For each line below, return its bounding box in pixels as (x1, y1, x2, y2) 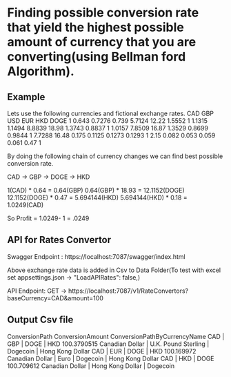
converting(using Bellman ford (7, 49, 186, 65)
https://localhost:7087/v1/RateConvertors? (68, 287, 189, 295)
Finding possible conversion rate (7, 5, 199, 21)
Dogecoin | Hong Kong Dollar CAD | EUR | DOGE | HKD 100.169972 (7, 347, 197, 355)
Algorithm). (7, 64, 74, 79)
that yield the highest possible (7, 19, 185, 35)
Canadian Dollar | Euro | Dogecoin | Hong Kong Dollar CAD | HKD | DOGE (7, 354, 215, 362)
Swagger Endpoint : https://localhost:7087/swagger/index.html (7, 252, 185, 260)
